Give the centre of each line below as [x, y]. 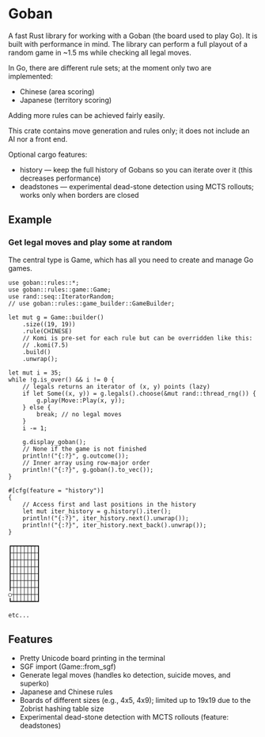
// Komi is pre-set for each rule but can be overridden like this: [138, 338]
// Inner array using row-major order [86, 463]
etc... [19, 615]
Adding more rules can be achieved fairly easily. [87, 115]
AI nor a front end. [38, 139]
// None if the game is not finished [85, 449]
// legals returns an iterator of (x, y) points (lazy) [117, 386]
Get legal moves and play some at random [90, 242]
